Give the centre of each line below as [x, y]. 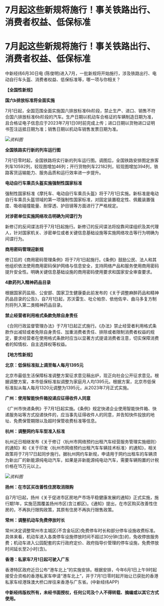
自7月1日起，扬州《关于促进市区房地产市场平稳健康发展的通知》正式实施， [80, 498]
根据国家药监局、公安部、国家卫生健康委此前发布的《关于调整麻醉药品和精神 [82, 293]
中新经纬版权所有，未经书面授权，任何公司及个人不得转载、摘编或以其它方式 [82, 593]
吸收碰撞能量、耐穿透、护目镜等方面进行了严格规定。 [67, 206]
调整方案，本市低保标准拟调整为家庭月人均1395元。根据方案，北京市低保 [82, 382]
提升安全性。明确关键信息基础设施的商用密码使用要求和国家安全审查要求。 [80, 272]
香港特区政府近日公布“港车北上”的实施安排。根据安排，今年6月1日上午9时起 [81, 570]
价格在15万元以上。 [24, 466]
